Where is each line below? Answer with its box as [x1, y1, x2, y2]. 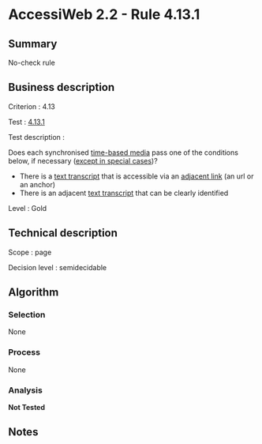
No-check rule [8, 58, 55, 67]
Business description [8, 81, 115, 94]
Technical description [8, 227, 118, 240]
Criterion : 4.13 [8, 101, 55, 111]
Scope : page [8, 247, 52, 257]
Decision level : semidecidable [8, 262, 107, 272]
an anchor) [19, 179, 56, 189]
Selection [8, 309, 46, 320]
